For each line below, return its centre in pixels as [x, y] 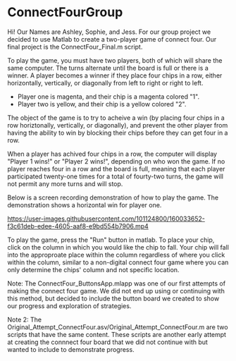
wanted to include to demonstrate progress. [71, 349]
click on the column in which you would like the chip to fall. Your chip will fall [118, 247]
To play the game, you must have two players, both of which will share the [115, 60]
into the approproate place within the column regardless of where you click [116, 255]
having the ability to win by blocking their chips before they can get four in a [118, 133]
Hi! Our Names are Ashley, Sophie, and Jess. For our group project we [109, 32]
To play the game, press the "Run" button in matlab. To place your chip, [111, 240]
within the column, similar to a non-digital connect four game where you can [118, 262]
